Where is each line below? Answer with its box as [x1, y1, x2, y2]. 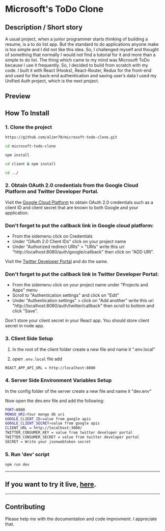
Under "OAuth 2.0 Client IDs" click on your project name [12, 239, 126, 245]
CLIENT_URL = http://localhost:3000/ [5, 426, 82, 431]
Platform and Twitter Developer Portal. [5, 188, 99, 195]
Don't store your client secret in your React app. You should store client [5, 317, 150, 323]
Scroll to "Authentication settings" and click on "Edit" [12, 292, 119, 298]
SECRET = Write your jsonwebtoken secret [5, 439, 91, 444]
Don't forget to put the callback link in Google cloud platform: [5, 222, 154, 229]
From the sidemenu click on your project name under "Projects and [12, 282, 148, 288]
